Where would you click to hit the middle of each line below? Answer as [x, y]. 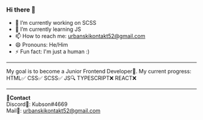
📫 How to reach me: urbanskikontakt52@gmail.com [80, 36]
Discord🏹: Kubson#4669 [37, 104]
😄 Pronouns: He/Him [41, 45]
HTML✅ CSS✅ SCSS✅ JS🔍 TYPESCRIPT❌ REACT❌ [72, 78]
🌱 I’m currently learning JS [48, 29]
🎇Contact [18, 98]
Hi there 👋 [21, 10]
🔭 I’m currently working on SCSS [56, 23]
